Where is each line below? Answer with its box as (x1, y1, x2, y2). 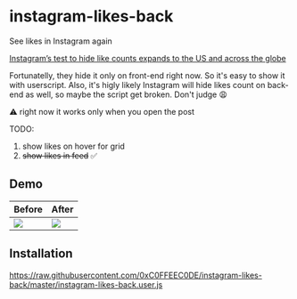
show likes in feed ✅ (21, 149, 98, 161)
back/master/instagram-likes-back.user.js (9, 279, 163, 290)
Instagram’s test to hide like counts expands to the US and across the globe (9, 53, 287, 63)
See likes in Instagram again (9, 36, 113, 46)
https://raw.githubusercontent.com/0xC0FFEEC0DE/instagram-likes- (9, 270, 263, 280)
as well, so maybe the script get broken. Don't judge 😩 (25, 89, 227, 100)
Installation (9, 246, 73, 262)
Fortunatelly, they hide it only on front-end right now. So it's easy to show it (9, 69, 285, 81)
